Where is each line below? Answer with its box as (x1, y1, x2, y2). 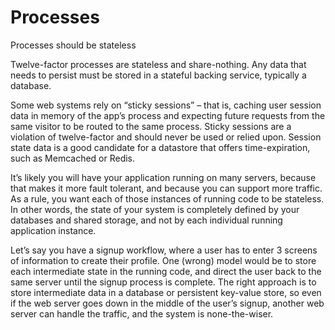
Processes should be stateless (10, 39, 137, 51)
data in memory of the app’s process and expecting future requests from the (10, 109, 326, 121)
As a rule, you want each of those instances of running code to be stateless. (10, 192, 325, 205)
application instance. (10, 224, 97, 236)
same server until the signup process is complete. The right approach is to (10, 276, 317, 288)
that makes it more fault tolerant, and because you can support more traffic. (10, 182, 323, 194)
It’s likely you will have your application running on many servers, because (10, 171, 317, 183)
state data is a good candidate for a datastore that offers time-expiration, (10, 141, 311, 153)
